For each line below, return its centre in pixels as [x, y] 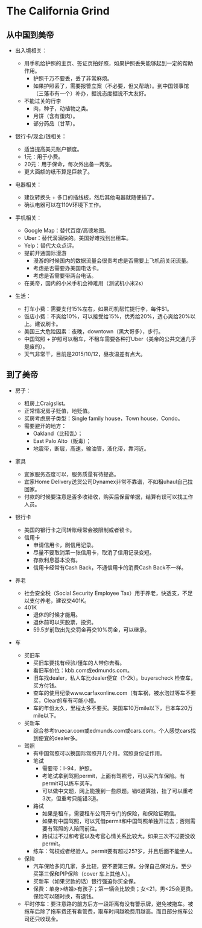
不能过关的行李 [43, 101]
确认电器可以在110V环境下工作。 [64, 205]
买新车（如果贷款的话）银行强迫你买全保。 [86, 881]
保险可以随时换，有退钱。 [65, 896]
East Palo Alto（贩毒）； [62, 440]
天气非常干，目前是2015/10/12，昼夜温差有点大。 [85, 354]
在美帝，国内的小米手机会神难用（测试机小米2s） [85, 283]
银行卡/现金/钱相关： [41, 136]
